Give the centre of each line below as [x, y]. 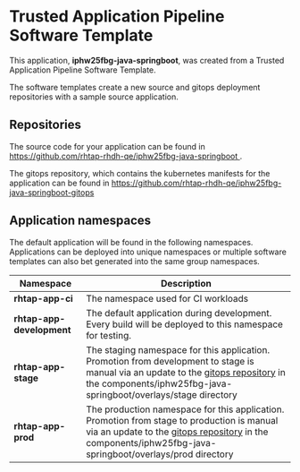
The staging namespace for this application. [178, 349]
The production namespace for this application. [185, 409]
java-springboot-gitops [52, 192]
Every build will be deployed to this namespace [185, 324]
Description [186, 283]
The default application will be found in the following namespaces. [131, 242]
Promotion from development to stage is [170, 361]
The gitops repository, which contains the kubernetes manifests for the [140, 173]
